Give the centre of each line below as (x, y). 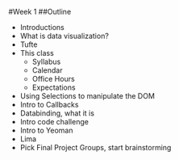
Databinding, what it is (57, 113)
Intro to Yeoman (46, 130)
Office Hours (53, 79)
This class (37, 53)
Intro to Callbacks (49, 105)
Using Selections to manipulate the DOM (87, 96)
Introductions (42, 27)
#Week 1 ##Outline (40, 12)
